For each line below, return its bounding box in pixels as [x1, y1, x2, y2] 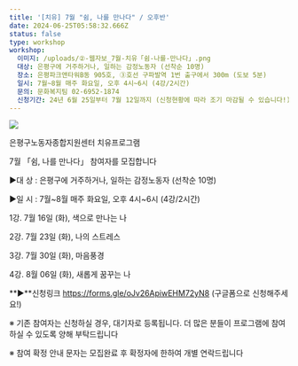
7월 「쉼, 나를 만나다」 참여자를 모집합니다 [9, 156, 157, 167]
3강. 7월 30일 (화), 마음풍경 [9, 250, 105, 261]
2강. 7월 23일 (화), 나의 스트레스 [9, 231, 122, 242]
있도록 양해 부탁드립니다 [35, 329, 119, 339]
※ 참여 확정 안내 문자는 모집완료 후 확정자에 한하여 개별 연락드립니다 [9, 347, 244, 359]
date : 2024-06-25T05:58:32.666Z [9, 21, 129, 30]
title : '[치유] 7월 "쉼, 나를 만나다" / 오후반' [9, 12, 170, 22]
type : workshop [9, 37, 66, 47]
